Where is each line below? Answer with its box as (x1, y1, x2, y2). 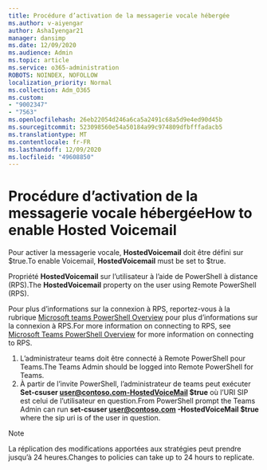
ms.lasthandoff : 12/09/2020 (8, 145, 102, 153)
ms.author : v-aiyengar (8, 19, 84, 27)
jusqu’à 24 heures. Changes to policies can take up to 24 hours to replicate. (8, 452, 255, 462)
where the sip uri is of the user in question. (19, 413, 161, 423)
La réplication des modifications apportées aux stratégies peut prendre (8, 444, 241, 454)
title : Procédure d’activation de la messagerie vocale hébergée (8, 11, 230, 20)
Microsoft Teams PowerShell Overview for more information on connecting (8, 329, 254, 340)
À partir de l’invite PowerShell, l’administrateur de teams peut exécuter (19, 379, 251, 388)
